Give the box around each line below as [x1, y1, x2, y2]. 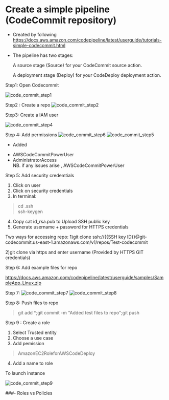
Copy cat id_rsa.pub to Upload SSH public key [12, 218, 110, 224]
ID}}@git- [127, 234, 147, 240]
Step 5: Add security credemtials [5, 172, 75, 178]
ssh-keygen [17, 208, 43, 215]
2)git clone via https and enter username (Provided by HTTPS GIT [5, 249, 144, 255]
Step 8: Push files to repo [5, 300, 59, 306]
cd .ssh [17, 203, 34, 209]
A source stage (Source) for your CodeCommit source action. [12, 62, 142, 68]
